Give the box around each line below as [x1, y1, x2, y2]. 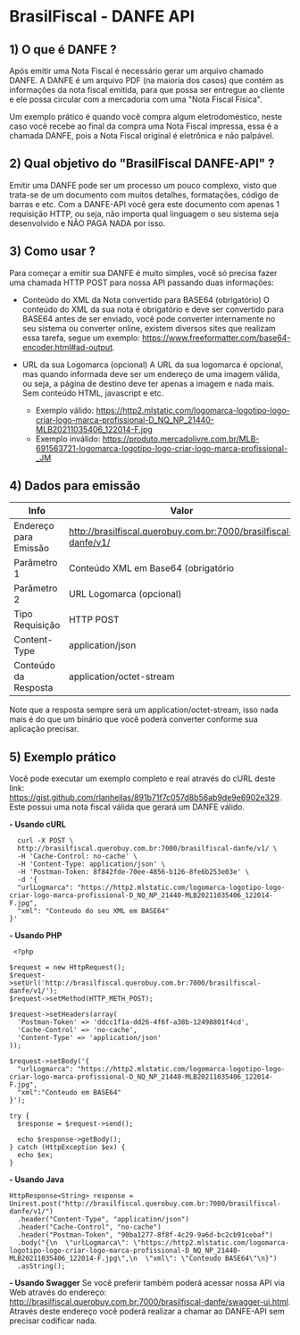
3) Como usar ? [9, 244, 96, 259]
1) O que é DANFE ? [9, 42, 118, 57]
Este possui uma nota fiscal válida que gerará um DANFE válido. [9, 802, 246, 812]
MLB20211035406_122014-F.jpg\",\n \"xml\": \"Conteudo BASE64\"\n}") [9, 1254, 278, 1264]
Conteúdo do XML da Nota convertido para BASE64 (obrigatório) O [21, 294, 271, 305]
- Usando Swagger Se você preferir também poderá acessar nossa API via [9, 1278, 286, 1289]
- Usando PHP [9, 930, 62, 941]
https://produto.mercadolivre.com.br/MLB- [102, 433, 260, 444]
